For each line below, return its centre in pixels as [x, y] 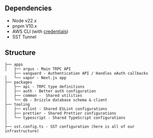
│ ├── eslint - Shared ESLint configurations [56, 109]
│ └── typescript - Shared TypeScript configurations [65, 118]
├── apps [14, 64]
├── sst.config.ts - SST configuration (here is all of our [70, 126]
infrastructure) [22, 131]
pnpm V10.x [24, 26]
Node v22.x [24, 20]
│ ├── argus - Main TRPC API [38, 69]
